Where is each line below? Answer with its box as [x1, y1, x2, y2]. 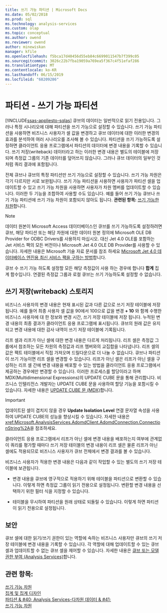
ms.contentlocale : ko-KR [5, 68, 57, 73]
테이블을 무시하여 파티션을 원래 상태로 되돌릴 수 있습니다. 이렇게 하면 [12, 499, 146, 505]
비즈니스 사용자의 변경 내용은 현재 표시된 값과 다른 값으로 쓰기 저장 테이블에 [5, 302, 152, 307]
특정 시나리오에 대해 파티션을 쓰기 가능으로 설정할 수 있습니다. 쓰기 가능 [14, 123, 153, 130]
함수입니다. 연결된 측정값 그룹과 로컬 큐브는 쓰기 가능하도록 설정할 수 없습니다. [10, 271, 162, 277]
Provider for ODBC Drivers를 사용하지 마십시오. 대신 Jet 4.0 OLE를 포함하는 [5, 236, 155, 242]
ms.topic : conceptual [5, 30, 50, 35]
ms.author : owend [5, 35, 41, 40]
